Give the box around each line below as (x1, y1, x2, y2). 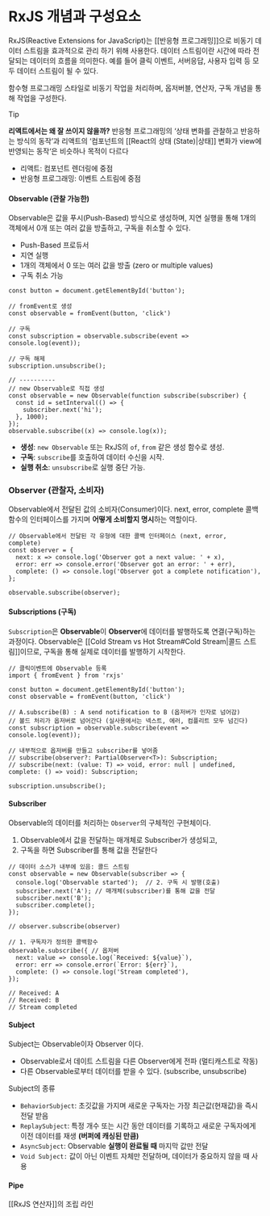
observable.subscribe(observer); (8, 589, 121, 597)
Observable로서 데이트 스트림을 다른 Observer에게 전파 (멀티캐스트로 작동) (19, 1056, 259, 1067)
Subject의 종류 (8, 1083, 56, 1093)
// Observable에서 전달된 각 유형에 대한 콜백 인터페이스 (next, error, (8, 532, 227, 541)
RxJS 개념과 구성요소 (8, 7, 141, 26)
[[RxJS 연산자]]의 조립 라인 (8, 1199, 94, 1209)
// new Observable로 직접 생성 (8, 385, 105, 393)
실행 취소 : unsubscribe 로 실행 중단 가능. (19, 462, 146, 473)
